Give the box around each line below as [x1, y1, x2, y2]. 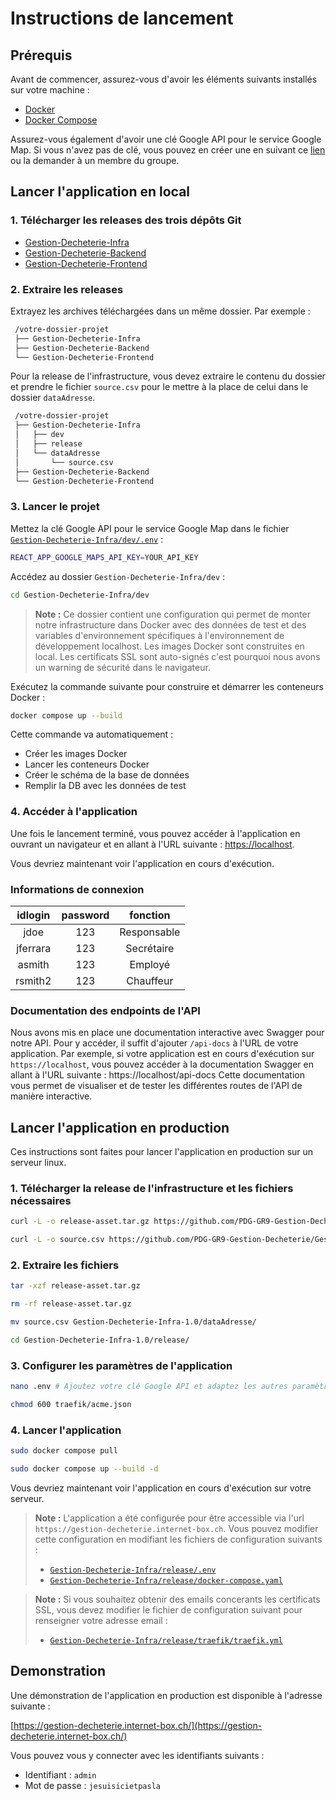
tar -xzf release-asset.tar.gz [10, 1281, 141, 1291]
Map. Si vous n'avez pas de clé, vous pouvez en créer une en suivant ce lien [10, 144, 326, 156]
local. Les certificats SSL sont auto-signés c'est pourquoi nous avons [34, 650, 321, 662]
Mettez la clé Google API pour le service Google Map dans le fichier [10, 522, 290, 534]
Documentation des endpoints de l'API [10, 1003, 201, 1017]
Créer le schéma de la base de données [24, 769, 190, 781]
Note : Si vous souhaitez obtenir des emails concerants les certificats [34, 1593, 321, 1606]
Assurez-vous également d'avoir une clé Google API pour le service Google [10, 133, 322, 145]
